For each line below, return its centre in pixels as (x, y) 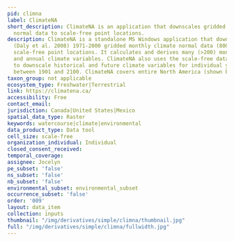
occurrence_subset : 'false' (48, 194)
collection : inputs (36, 214)
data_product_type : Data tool (51, 130)
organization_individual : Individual (62, 143)
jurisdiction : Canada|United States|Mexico (71, 110)
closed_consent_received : (45, 149)
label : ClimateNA (32, 20)
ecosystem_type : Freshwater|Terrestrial (67, 85)
